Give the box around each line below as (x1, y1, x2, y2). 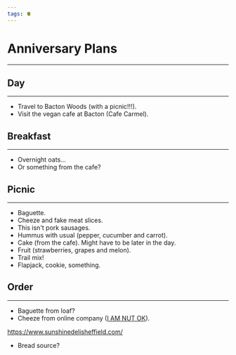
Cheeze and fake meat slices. (17, 216, 103, 224)
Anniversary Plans (7, 40, 118, 56)
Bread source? (17, 341, 60, 349)
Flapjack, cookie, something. (17, 261, 101, 269)
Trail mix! (17, 254, 44, 262)
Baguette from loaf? (17, 306, 75, 315)
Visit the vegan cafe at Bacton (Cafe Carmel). (17, 110, 149, 118)
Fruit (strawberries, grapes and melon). (17, 246, 131, 254)
